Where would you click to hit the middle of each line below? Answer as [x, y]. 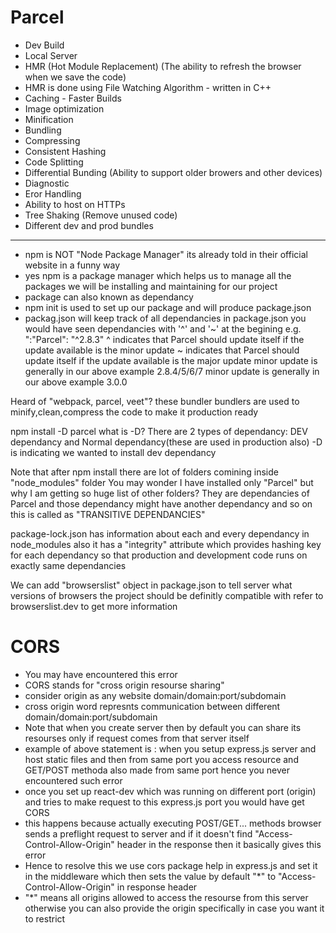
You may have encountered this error [101, 674]
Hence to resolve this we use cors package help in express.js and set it [171, 865]
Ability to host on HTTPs [75, 204]
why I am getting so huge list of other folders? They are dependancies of [160, 493]
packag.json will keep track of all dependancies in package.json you [165, 318]
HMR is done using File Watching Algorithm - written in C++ [148, 87]
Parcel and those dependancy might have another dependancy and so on [161, 503]
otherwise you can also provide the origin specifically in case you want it [174, 908]
